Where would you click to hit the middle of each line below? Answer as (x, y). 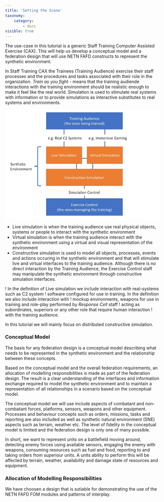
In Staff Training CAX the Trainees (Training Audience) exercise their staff (79, 71)
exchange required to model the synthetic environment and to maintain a (79, 383)
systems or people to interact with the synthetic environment (74, 232)
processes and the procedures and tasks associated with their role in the (79, 76)
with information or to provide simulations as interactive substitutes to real (80, 97)
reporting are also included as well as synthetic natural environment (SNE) (80, 419)
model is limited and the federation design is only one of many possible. (78, 430)
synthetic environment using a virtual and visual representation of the (82, 242)
